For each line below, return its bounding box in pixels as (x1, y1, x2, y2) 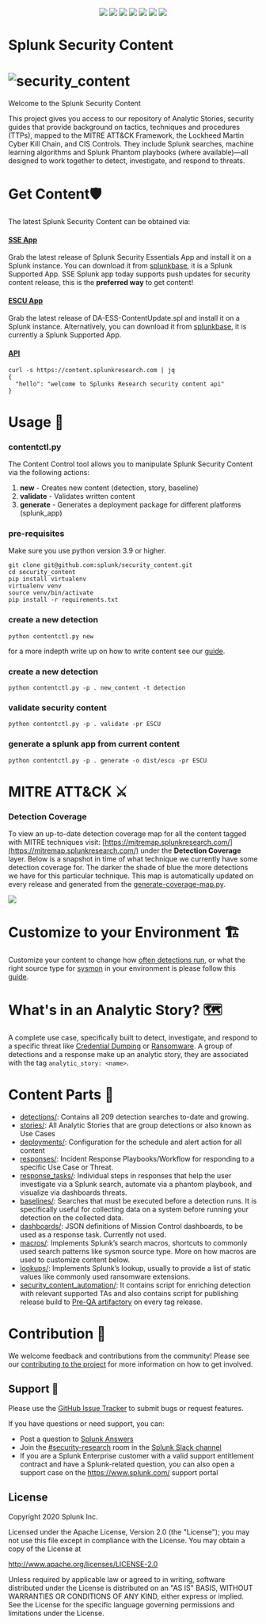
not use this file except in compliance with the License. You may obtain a (8, 1535, 245, 1545)
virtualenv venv (8, 582, 62, 590)
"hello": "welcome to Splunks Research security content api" (15, 380, 225, 388)
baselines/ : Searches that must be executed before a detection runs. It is (19, 1196, 257, 1205)
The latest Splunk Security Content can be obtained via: (8, 217, 191, 226)
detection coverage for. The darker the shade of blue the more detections (8, 863, 249, 873)
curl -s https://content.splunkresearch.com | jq (8, 366, 176, 374)
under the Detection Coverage (140, 846, 241, 855)
